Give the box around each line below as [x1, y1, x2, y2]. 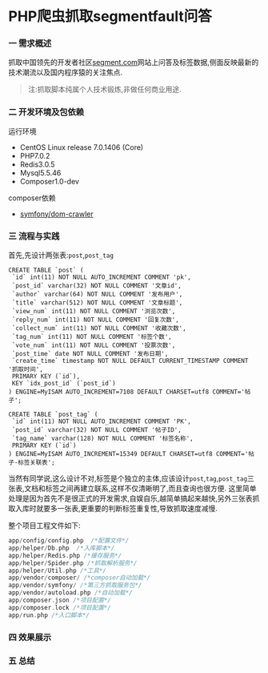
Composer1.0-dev [19, 176, 80, 186]
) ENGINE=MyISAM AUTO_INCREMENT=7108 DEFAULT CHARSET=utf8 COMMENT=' [8, 388, 246, 397]
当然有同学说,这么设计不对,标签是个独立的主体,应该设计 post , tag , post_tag [8, 474, 248, 483]
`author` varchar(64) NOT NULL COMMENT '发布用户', [11, 290, 183, 299]
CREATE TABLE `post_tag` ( [8, 410, 98, 419]
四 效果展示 [8, 631, 52, 643]
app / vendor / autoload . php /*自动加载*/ [8, 589, 134, 597]
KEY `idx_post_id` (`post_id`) [11, 380, 116, 388]
